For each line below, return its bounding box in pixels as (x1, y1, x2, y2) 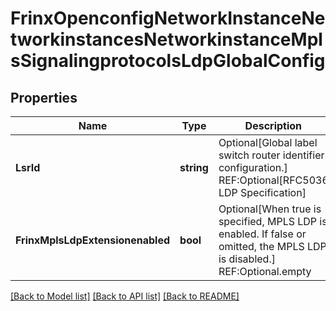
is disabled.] (218, 252, 276, 266)
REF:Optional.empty (218, 265, 312, 278)
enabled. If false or (218, 227, 307, 241)
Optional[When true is (218, 202, 322, 216)
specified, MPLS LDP (218, 215, 318, 228)
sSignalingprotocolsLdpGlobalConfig (10, 50, 326, 72)
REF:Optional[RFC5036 (218, 173, 329, 187)
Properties (10, 89, 78, 106)
